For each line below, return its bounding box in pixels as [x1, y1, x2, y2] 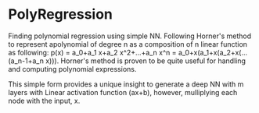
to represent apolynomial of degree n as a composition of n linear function [8, 39, 248, 48]
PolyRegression [8, 5, 113, 23]
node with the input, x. [8, 96, 81, 105]
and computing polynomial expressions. [8, 64, 137, 73]
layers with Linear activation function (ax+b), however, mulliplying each [8, 87, 238, 97]
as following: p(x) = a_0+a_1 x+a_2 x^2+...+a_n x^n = [8, 48, 177, 57]
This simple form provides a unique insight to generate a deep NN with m [8, 79, 244, 89]
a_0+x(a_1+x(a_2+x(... [178, 48, 248, 57]
